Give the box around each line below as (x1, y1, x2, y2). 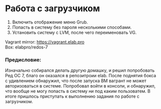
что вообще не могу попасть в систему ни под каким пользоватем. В (5, 88, 151, 94)
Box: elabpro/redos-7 (5, 44, 48, 50)
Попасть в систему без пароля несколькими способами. (12, 24, 132, 30)
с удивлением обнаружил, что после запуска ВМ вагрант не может (5, 78, 147, 84)
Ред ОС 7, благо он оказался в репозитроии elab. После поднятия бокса (5, 73, 157, 79)
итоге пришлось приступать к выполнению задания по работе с (5, 93, 139, 99)
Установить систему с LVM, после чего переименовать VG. (12, 29, 137, 35)
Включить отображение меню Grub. (12, 19, 88, 25)
